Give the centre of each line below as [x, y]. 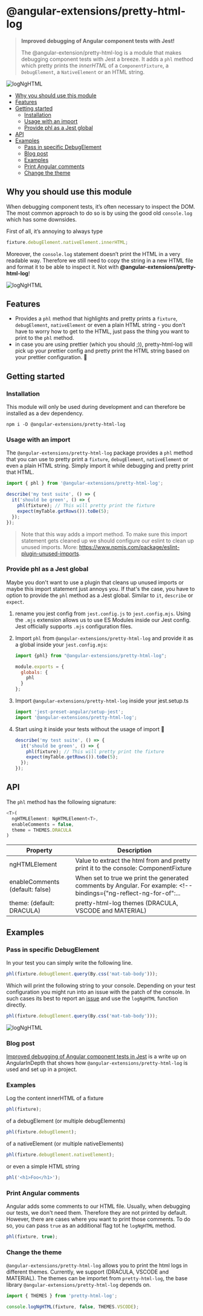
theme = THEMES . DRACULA [41, 830]
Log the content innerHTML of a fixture [55, 1098]
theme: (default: [32, 903]
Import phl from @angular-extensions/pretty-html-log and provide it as [104, 638]
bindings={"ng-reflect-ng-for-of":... [128, 893]
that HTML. [20, 472]
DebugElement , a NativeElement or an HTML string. [83, 72]
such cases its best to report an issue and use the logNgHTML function [92, 998]
